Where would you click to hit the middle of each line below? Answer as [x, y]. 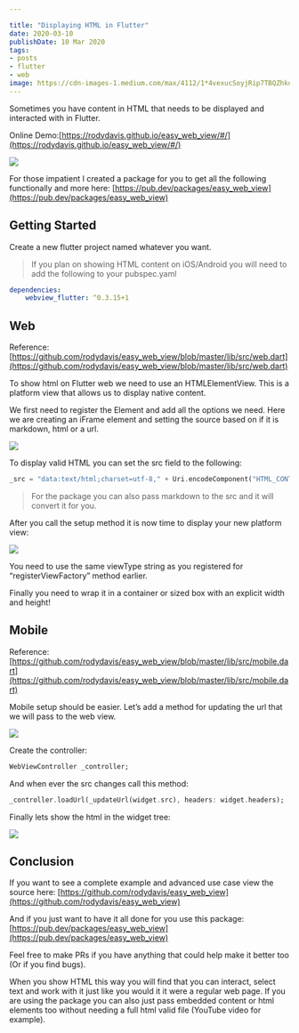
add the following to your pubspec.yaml [104, 273]
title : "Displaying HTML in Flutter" [79, 25]
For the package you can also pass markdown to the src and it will [152, 496]
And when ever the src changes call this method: [99, 783]
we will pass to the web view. [63, 716]
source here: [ [35, 892]
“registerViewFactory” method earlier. [79, 576]
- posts [24, 59]
